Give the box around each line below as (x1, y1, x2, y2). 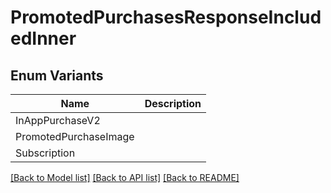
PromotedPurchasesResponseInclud (10, 6, 322, 29)
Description (144, 97, 202, 110)
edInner (10, 27, 77, 50)
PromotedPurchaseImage (15, 130, 135, 143)
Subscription (15, 146, 76, 160)
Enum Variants (10, 67, 104, 84)
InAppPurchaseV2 (15, 114, 101, 127)
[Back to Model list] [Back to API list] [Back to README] (10, 172, 240, 183)
